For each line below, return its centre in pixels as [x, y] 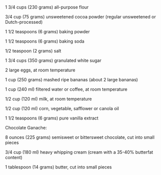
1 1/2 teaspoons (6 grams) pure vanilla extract [52, 118]
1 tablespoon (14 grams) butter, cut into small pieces [58, 167]
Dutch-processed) [24, 22]
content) [14, 157]
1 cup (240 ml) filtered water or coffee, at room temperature [66, 89]
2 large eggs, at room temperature [40, 70]
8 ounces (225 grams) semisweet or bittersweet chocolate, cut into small [80, 137]
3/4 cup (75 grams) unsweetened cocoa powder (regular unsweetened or [80, 17]
